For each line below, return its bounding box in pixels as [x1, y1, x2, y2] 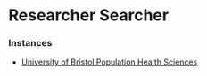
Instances [8, 37, 53, 49]
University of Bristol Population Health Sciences [21, 57, 198, 67]
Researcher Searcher [8, 5, 170, 26]
